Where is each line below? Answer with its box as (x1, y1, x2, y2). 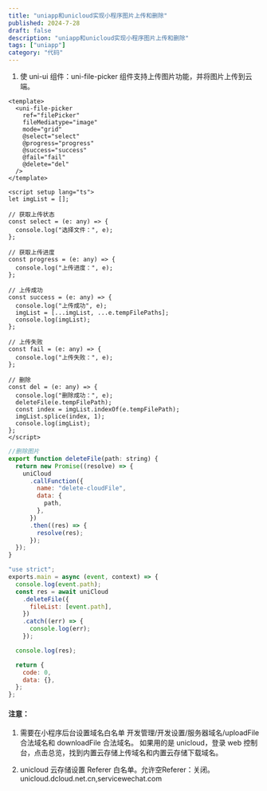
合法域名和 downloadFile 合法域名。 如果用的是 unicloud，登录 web (19, 738, 242, 748)
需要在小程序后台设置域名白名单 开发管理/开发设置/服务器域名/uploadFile (19, 728, 260, 738)
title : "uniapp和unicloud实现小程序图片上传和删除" (8, 11, 168, 20)
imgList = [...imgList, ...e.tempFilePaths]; (15, 309, 170, 317)
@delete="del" (22, 160, 69, 168)
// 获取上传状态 (8, 211, 55, 218)
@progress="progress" (22, 140, 94, 148)
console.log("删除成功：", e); (15, 392, 113, 399)
